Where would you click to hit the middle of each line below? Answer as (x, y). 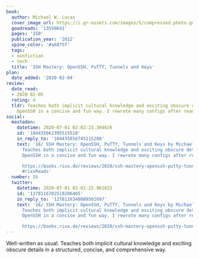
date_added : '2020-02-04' (44, 78)
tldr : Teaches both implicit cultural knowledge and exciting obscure (100, 105)
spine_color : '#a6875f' (41, 45)
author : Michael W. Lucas (44, 17)
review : (16, 84)
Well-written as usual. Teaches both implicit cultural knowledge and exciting (99, 243)
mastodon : (23, 122)
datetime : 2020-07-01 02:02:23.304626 (65, 128)
